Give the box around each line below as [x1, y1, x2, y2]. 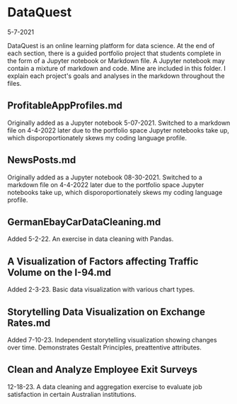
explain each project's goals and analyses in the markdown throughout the [7, 72, 225, 80]
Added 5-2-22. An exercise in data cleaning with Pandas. [7, 235, 174, 243]
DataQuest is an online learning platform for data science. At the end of [7, 41, 215, 50]
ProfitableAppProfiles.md [7, 100, 122, 112]
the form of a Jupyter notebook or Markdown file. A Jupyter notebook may [7, 56, 225, 64]
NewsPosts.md [7, 154, 76, 167]
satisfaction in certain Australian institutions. [7, 390, 137, 398]
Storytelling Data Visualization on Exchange [7, 305, 205, 318]
